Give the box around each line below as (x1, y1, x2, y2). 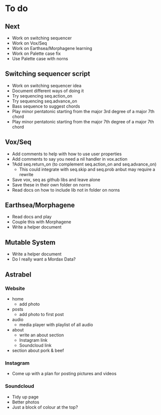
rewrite (19, 171, 34, 177)
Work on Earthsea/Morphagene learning (12, 46, 93, 51)
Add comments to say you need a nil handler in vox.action (12, 156, 128, 162)
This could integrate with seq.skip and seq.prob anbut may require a (19, 166, 156, 172)
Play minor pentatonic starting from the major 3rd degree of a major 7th (12, 108, 155, 114)
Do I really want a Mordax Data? (12, 256, 76, 262)
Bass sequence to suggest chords (12, 103, 80, 109)
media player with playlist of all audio (19, 321, 93, 328)
